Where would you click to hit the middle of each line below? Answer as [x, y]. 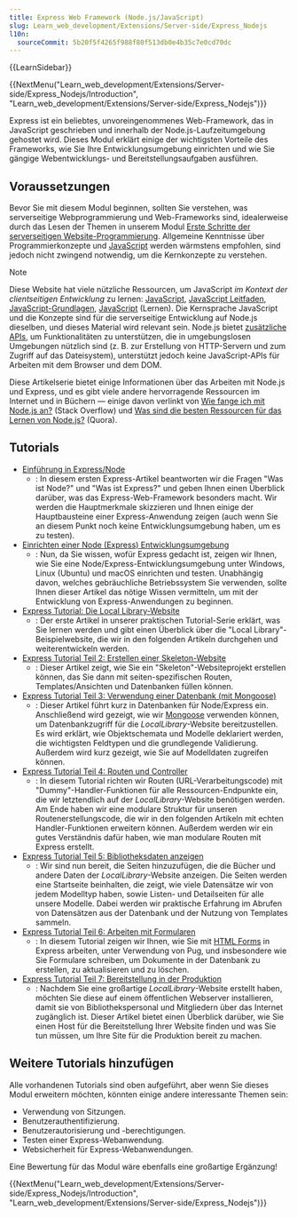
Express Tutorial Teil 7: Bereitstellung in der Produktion [121, 979]
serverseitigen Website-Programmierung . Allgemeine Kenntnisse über [137, 236]
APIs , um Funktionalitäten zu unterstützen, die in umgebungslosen [130, 337]
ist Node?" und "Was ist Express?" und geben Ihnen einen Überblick [160, 488]
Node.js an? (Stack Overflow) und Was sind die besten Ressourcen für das [145, 410]
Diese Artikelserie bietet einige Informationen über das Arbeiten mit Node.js [147, 382]
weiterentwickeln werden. [82, 648]
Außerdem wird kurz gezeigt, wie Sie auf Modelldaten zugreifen [152, 752]
